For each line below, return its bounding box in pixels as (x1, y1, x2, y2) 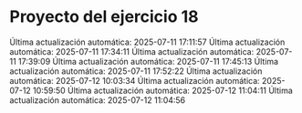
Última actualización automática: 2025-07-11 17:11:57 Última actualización (9, 36, 286, 47)
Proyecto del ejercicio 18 (9, 6, 199, 27)
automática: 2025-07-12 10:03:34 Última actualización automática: (9, 75, 260, 86)
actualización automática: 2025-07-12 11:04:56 (9, 94, 186, 106)
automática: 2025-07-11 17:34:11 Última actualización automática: (9, 46, 255, 56)
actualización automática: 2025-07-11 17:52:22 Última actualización (9, 66, 263, 77)
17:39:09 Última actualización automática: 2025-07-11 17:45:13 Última (17, 56, 279, 67)
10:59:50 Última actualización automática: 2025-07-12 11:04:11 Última (33, 85, 294, 96)
